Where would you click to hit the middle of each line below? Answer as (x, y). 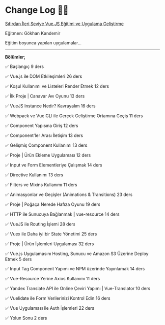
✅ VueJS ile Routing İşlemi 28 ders (40, 224)
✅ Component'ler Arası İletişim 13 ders (44, 135)
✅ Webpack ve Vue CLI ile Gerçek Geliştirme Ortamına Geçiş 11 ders (74, 116)
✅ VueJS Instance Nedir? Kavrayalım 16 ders (50, 106)
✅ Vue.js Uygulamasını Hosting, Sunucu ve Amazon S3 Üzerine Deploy (77, 254)
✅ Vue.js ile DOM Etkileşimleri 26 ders (44, 76)
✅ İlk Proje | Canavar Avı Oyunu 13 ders (45, 96)
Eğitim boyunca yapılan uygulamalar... (43, 43)
